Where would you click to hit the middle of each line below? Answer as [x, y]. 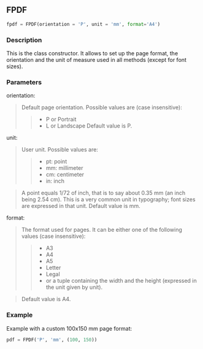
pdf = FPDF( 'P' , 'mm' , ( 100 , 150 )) [52, 340]
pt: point [56, 161]
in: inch [55, 181]
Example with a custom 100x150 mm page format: [69, 328]
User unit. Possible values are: [59, 150]
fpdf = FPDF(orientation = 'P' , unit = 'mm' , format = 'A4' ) [83, 24]
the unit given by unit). [74, 287]
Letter [53, 268]
